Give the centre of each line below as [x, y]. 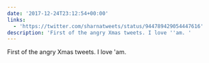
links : [16, 20]
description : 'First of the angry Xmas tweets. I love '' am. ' [99, 33]
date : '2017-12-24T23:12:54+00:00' [58, 13]
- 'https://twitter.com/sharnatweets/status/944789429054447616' [109, 26]
